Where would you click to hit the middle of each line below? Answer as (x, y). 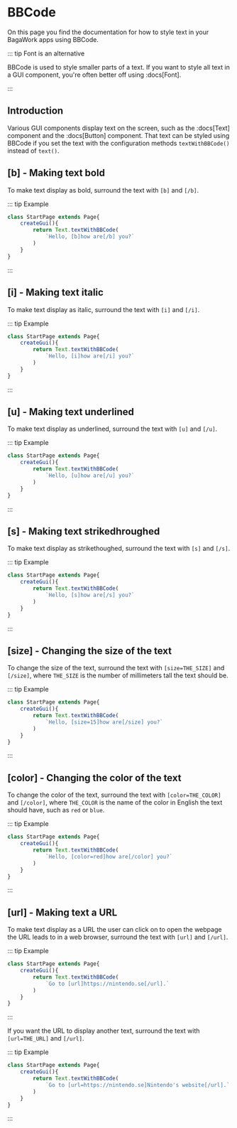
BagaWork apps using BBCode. (53, 39)
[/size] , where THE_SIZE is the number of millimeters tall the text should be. (118, 675)
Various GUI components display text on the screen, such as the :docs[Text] (119, 128)
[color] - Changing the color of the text (94, 778)
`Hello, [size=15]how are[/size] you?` (104, 722)
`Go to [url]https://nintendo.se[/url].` (108, 984)
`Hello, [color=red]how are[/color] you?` (109, 856)
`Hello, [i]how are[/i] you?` (90, 356)
